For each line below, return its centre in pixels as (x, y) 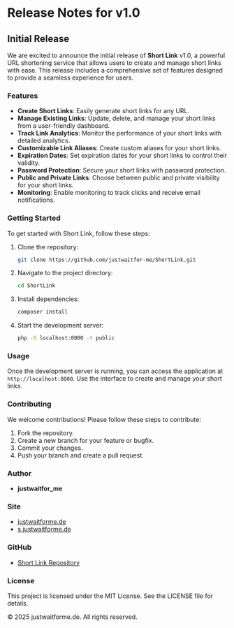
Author (20, 473)
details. (18, 603)
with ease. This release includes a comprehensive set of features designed (115, 70)
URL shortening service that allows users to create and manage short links (114, 63)
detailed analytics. (44, 140)
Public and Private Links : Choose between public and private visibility (118, 178)
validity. (29, 163)
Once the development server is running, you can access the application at (115, 371)
